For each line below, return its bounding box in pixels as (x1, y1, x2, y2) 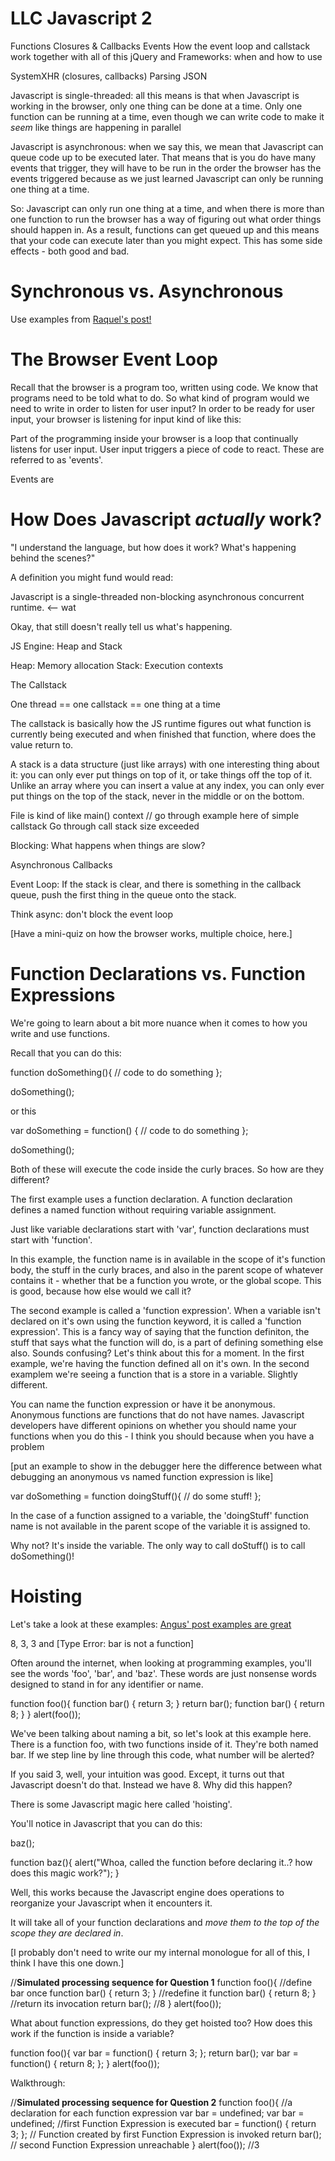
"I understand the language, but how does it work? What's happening (10, 541, 297, 553)
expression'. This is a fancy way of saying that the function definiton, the (10, 1325, 310, 1337)
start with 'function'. (10, 1233, 93, 1246)
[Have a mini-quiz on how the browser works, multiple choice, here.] (10, 927, 293, 939)
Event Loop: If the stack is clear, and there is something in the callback (10, 878, 302, 890)
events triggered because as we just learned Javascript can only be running (10, 172, 324, 184)
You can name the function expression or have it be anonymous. (10, 1398, 276, 1410)
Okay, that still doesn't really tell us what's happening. (10, 620, 233, 632)
